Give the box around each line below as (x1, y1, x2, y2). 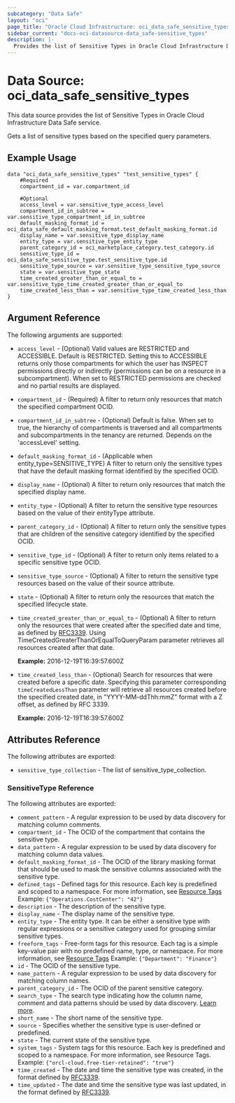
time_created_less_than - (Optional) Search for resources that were (17, 670, 213, 678)
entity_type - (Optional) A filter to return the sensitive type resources (17, 501, 218, 509)
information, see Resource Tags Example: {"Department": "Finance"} (17, 954, 218, 962)
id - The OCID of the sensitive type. (17, 961, 121, 969)
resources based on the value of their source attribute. (17, 578, 175, 588)
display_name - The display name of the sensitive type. (17, 909, 175, 918)
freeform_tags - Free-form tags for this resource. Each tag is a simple (17, 939, 218, 948)
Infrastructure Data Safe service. (7, 118, 101, 127)
